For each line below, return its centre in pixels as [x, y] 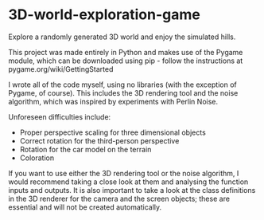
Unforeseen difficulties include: [60, 116]
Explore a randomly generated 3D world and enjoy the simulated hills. [122, 37]
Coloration [37, 158]
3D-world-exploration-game [104, 15]
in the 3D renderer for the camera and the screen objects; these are [119, 198]
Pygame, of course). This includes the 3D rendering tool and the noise [123, 92]
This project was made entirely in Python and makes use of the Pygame [126, 52]
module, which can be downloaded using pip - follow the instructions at [126, 61]
